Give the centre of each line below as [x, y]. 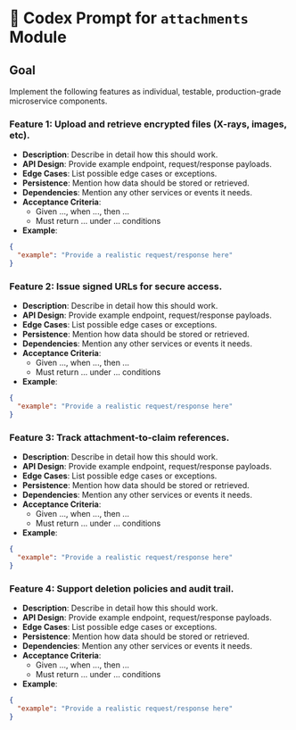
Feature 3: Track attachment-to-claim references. [119, 437]
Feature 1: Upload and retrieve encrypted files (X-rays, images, [148, 124]
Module [38, 37]
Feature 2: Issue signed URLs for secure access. [116, 286]
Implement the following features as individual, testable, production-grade [145, 91]
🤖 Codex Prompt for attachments [129, 18]
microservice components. [58, 101]
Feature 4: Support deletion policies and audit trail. [122, 588]
